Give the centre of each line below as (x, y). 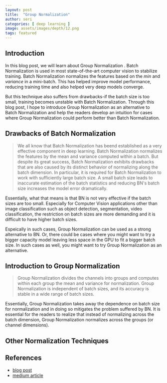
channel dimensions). (27, 325)
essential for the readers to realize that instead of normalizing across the (80, 314)
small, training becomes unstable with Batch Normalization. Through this (80, 102)
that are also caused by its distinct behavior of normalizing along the (88, 167)
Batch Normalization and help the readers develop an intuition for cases (79, 112)
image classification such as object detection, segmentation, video (74, 209)
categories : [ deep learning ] (38, 24)
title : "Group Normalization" (38, 15)
